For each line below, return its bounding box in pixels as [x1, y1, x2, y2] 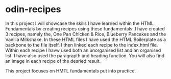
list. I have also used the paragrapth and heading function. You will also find [5, 52, 165, 59]
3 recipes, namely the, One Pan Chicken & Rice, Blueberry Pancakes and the [5, 31, 166, 37]
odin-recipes [5, 4, 61, 15]
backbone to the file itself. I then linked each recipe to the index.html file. [5, 42, 158, 48]
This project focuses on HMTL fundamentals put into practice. [5, 67, 136, 74]
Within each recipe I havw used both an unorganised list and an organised [5, 47, 161, 53]
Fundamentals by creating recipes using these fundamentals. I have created [5, 25, 165, 31]
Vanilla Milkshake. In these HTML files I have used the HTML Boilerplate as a [5, 36, 166, 43]
